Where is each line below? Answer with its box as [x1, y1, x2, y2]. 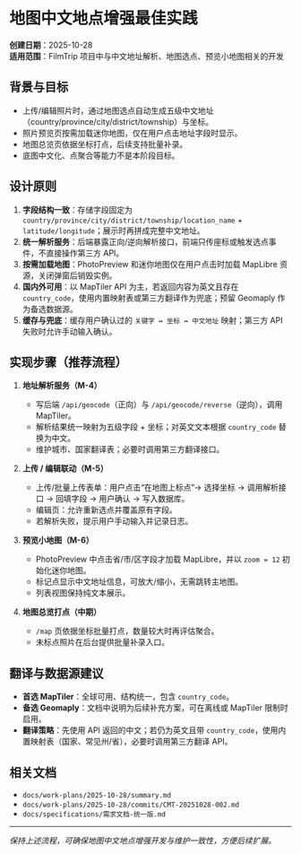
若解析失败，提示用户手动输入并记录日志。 [35, 516, 193, 527]
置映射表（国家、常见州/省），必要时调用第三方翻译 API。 [21, 736, 233, 747]
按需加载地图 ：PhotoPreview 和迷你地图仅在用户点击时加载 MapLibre [21, 258, 278, 269]
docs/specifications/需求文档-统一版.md [21, 810, 166, 819]
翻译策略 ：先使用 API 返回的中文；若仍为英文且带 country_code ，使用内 [21, 725, 287, 736]
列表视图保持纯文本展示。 [35, 588, 131, 598]
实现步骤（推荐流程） [9, 354, 127, 370]
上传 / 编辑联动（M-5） [21, 463, 109, 474]
